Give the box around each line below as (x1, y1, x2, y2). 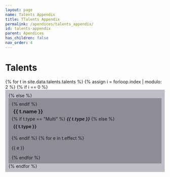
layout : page (5, 7, 33, 13)
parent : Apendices (5, 31, 44, 36)
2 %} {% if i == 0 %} (5, 84, 48, 90)
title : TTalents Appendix (5, 17, 60, 22)
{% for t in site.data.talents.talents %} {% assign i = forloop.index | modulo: (5, 79, 162, 85)
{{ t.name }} (13, 108, 44, 115)
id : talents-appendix (5, 26, 51, 31)
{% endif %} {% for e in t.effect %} (12, 135, 84, 141)
